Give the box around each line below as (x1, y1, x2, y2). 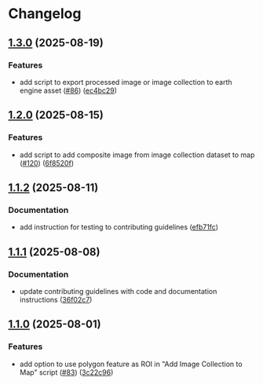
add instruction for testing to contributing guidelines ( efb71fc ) (19, 222, 218, 232)
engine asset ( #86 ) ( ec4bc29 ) (19, 86, 118, 95)
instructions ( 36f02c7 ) (19, 295, 93, 304)
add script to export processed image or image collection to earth (19, 77, 233, 86)
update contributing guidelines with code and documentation (19, 286, 217, 295)
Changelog (8, 5, 82, 23)
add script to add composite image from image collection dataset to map (19, 150, 255, 159)
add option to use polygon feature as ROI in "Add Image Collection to (19, 359, 243, 368)
